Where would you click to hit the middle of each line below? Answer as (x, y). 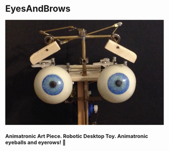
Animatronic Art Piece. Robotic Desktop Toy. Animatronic (77, 136)
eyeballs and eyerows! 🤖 (36, 142)
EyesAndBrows (38, 9)
